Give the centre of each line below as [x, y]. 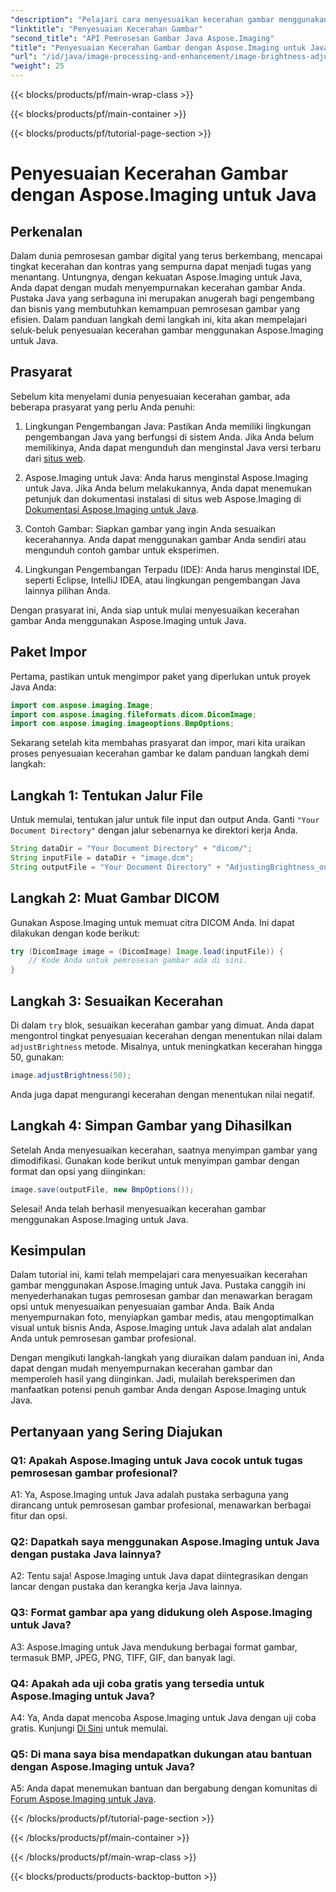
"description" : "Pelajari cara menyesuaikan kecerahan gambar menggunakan [169, 19]
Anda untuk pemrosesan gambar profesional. [103, 1338]
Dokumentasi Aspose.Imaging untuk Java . [111, 509]
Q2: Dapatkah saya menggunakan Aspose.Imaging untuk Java [165, 1541]
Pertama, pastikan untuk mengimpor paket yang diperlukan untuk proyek [160, 676]
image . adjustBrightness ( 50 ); [71, 1075]
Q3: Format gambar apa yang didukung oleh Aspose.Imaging [161, 1613]
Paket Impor [49, 652]
